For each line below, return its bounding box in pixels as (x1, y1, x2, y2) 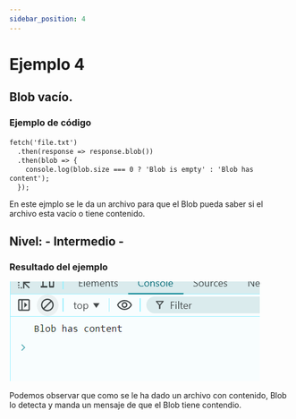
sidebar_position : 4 (9, 14, 87, 23)
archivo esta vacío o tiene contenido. (9, 208, 146, 218)
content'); (9, 174, 50, 183)
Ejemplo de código (9, 116, 92, 129)
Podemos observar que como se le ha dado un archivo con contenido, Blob (9, 390, 288, 401)
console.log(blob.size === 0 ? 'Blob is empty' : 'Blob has (25, 165, 254, 174)
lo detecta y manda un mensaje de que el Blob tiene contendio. (9, 399, 242, 411)
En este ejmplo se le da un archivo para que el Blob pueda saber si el (9, 198, 264, 209)
